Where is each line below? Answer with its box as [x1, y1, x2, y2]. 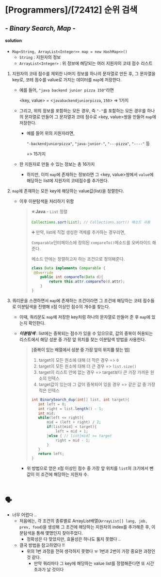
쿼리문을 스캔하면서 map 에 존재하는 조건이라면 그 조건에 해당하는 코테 [12, 297, 142, 303]
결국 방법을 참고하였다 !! [19, 542, 65, 548]
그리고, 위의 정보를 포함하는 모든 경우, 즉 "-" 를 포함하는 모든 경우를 [19, 107, 146, 113]
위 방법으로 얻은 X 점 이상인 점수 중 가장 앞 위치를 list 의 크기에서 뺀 [26, 465, 154, 472]
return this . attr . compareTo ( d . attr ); [48, 279, 125, 284]
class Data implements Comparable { [31, 265, 106, 270]
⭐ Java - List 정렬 [31, 209, 68, 214]
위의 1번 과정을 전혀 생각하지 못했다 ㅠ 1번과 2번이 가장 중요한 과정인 [26, 548, 156, 554]
